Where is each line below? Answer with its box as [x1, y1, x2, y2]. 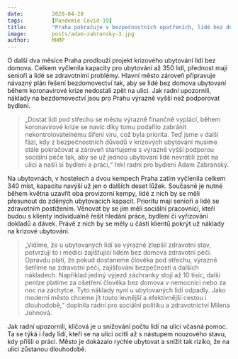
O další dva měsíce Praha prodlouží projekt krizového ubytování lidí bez [7, 56, 216, 65]
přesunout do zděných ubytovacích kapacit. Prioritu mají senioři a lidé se [7, 197, 220, 206]
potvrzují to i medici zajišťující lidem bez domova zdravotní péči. [24, 248, 212, 257]
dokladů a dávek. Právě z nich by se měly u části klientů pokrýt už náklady [7, 219, 225, 228]
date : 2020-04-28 [7, 10, 84, 18]
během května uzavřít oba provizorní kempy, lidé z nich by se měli [7, 189, 200, 198]
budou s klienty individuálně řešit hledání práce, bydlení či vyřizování [7, 212, 208, 221]
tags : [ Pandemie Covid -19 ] [7, 17, 113, 24]
